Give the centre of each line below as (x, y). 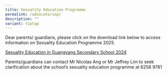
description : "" (22, 19)
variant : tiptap (22, 23)
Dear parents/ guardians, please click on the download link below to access (83, 37)
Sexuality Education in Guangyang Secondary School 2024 (66, 52)
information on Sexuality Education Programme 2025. (60, 43)
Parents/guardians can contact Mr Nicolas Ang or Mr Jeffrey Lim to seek (80, 62)
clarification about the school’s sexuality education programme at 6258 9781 (83, 67)
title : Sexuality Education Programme (45, 10)
